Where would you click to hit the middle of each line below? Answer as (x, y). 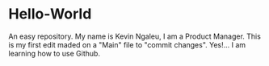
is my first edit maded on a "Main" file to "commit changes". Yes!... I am (127, 44)
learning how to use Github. (55, 53)
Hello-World (50, 14)
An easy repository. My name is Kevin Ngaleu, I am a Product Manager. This (134, 36)
